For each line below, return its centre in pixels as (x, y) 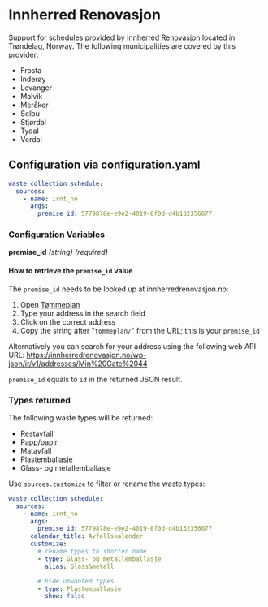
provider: (24, 54)
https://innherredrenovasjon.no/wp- (86, 355)
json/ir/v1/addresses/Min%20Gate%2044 (78, 364)
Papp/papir (39, 442)
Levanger (36, 88)
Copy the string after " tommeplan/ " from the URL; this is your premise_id (140, 330)
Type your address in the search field (82, 313)
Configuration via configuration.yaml (104, 165)
